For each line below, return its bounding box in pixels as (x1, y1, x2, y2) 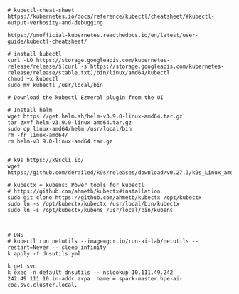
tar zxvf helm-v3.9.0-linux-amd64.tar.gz (7, 119, 132, 126)
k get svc (7, 263, 37, 270)
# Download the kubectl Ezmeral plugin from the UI (7, 94, 164, 101)
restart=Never (7, 244, 50, 251)
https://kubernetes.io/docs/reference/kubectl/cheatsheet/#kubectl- (7, 13, 215, 20)
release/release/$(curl (7, 63, 78, 70)
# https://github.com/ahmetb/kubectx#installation (7, 188, 161, 195)
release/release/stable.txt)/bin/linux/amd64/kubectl (7, 69, 171, 76)
